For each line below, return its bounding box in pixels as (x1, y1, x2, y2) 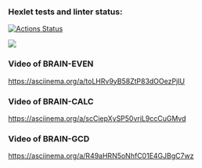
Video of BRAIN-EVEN (8, 58, 94, 69)
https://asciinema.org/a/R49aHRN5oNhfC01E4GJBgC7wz (8, 152, 194, 161)
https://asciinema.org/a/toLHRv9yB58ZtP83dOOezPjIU (8, 76, 186, 86)
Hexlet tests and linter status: (8, 6, 123, 17)
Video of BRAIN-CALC (8, 96, 94, 107)
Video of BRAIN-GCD (8, 133, 90, 144)
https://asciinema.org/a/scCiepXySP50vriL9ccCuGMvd (8, 113, 186, 123)
